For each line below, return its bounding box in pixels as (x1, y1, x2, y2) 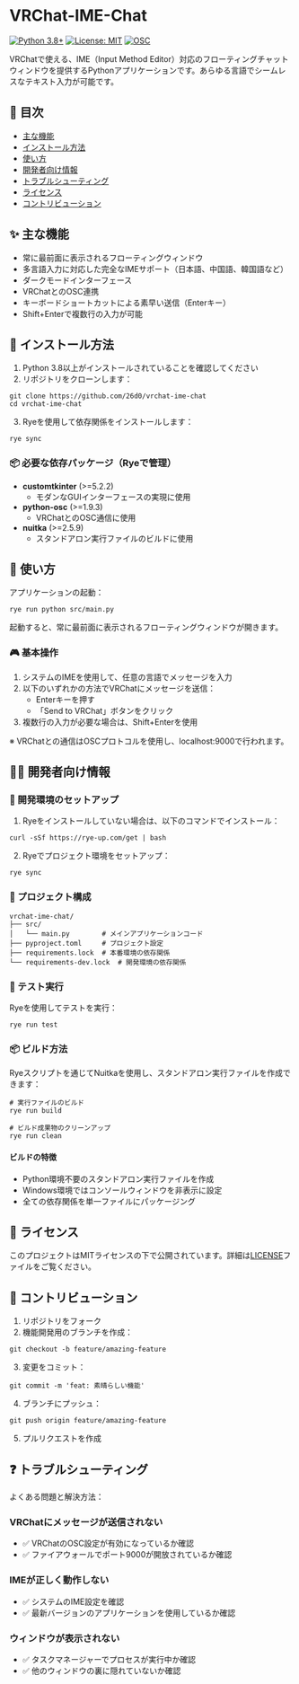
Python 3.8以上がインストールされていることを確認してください (22, 363, 259, 374)
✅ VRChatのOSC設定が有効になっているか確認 (22, 1538, 195, 1549)
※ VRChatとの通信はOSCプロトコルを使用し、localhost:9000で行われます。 (9, 736, 289, 746)
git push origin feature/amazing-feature (9, 1416, 167, 1425)
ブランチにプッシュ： (22, 1398, 101, 1409)
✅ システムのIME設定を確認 (22, 1596, 124, 1607)
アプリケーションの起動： (9, 587, 104, 598)
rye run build (9, 1107, 63, 1115)
